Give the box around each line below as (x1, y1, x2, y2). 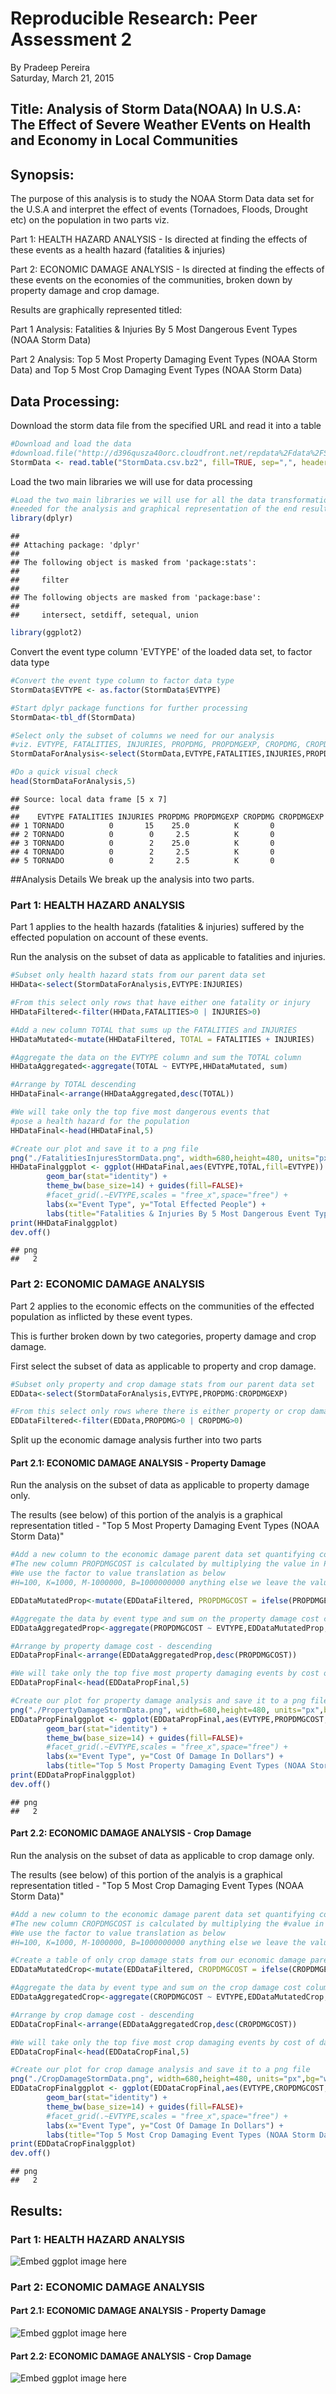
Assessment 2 (10, 28, 133, 51)
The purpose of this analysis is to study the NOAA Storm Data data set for (10, 193, 315, 205)
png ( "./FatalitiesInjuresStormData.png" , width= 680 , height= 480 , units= (10, 1153, 315, 1163)
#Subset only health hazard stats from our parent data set (10, 970, 267, 981)
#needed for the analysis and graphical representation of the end (10, 504, 298, 514)
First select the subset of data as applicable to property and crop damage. (10, 1360, 317, 1372)
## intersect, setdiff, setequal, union (10, 610, 199, 621)
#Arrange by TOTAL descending (10, 1080, 137, 1090)
